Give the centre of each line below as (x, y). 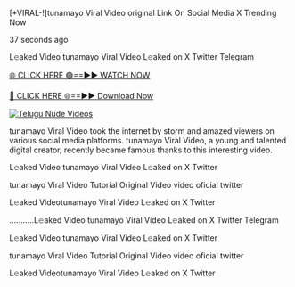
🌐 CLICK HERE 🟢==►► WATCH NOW (80, 75)
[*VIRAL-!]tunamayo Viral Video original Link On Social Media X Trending (143, 13)
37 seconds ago (39, 40)
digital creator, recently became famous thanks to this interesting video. (141, 150)
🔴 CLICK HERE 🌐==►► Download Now (82, 96)
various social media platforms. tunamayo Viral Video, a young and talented (148, 140)
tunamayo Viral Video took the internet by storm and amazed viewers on (142, 131)
